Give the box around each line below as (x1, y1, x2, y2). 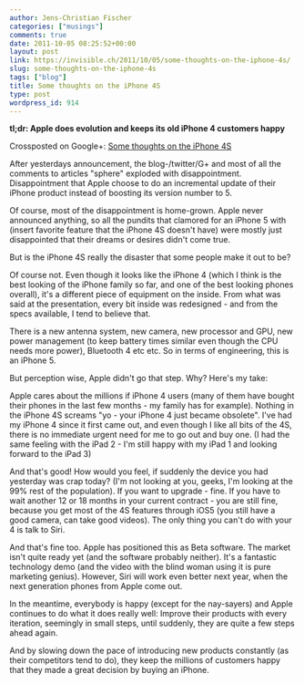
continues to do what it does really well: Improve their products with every (9, 608, 288, 619)
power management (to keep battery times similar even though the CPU (9, 336, 279, 347)
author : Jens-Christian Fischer (9, 13, 132, 23)
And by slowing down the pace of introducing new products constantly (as (9, 645, 289, 657)
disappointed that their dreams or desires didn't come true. (9, 234, 230, 245)
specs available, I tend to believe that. (9, 308, 151, 319)
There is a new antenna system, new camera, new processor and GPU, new (9, 326, 294, 337)
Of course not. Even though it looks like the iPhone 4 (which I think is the (9, 270, 282, 281)
